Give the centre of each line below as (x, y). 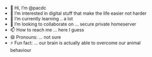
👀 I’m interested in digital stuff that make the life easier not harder (78, 13)
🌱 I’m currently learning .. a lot (41, 19)
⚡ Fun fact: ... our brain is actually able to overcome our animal (75, 43)
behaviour (21, 50)
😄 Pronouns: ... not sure (35, 37)
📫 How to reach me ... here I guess (47, 30)
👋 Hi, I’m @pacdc (28, 8)
